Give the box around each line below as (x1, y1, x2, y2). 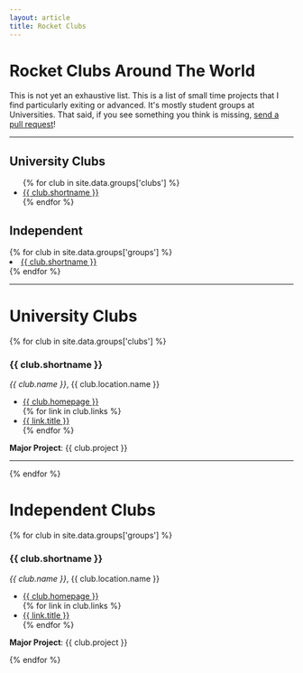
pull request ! (9, 119, 56, 130)
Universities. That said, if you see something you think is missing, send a (9, 109, 280, 120)
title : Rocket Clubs (9, 22, 87, 31)
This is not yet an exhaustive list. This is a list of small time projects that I (9, 90, 280, 101)
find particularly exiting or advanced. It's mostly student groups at (9, 100, 255, 111)
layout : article (9, 13, 70, 23)
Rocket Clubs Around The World (9, 60, 255, 81)
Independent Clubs (9, 500, 156, 521)
